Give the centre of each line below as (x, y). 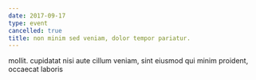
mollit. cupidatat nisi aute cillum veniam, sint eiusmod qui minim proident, (128, 61)
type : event (28, 23)
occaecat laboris (36, 70)
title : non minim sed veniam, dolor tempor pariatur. (100, 38)
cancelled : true (35, 30)
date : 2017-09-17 (37, 16)
